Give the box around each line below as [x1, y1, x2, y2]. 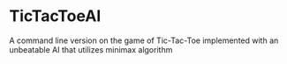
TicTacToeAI [9, 6, 102, 26]
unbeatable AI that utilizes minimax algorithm [9, 44, 173, 54]
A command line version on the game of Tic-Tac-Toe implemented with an [9, 35, 279, 46]
